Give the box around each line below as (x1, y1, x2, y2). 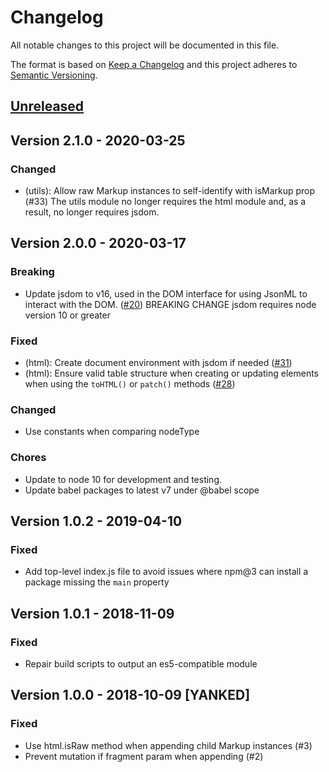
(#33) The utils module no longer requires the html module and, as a (24, 196, 307, 208)
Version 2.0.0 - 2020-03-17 (10, 235, 187, 252)
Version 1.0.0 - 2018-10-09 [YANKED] (10, 687, 251, 704)
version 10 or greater (24, 309, 111, 321)
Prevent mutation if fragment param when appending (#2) (24, 750, 264, 762)
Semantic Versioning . (10, 69, 98, 81)
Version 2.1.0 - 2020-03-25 (10, 132, 186, 149)
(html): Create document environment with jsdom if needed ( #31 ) (24, 357, 293, 368)
